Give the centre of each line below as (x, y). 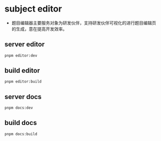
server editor (24, 44)
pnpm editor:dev (21, 56)
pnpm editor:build (23, 82)
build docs (21, 123)
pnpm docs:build (21, 134)
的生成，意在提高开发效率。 (39, 29)
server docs (23, 97)
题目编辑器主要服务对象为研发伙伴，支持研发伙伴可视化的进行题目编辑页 (84, 23)
